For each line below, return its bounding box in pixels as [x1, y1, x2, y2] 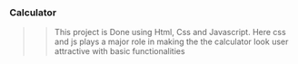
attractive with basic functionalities [54, 46, 185, 57]
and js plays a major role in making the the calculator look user [54, 36, 289, 47]
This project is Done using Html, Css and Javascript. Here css [54, 27, 286, 38]
